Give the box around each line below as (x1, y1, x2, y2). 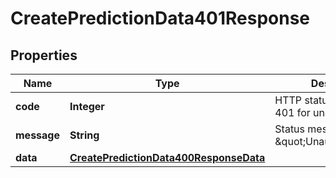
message (15, 128, 60, 142)
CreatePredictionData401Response (10, 7, 311, 30)
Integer (69, 100, 105, 113)
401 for (274, 106, 311, 119)
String (69, 128, 100, 142)
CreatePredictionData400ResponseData (69, 151, 266, 164)
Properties (10, 47, 78, 64)
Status (274, 122, 306, 136)
